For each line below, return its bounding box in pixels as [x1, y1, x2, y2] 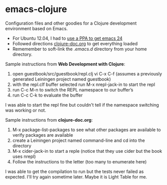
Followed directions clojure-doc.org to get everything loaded [12, 40, 138, 46]
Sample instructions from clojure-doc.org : [5, 117, 93, 123]
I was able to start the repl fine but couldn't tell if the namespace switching [5, 102, 159, 108]
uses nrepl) [12, 153, 36, 159]
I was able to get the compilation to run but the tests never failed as [5, 168, 144, 174]
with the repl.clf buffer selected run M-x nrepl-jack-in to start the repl [12, 81, 155, 87]
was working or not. [5, 107, 46, 113]
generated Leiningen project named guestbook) [12, 76, 111, 82]
